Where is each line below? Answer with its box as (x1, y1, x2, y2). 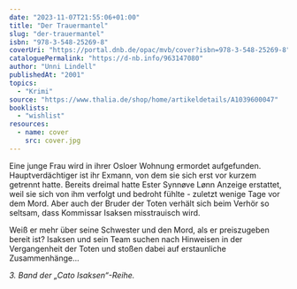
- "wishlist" (17, 111, 65, 120)
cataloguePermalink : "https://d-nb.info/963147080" (9, 54, 203, 63)
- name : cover (17, 128, 69, 137)
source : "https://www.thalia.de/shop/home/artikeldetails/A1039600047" (9, 95, 278, 104)
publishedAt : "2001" (9, 71, 86, 80)
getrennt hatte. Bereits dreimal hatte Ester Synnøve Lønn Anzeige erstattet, (9, 179, 282, 190)
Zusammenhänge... (9, 253, 80, 263)
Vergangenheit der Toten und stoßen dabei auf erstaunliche (9, 243, 227, 254)
